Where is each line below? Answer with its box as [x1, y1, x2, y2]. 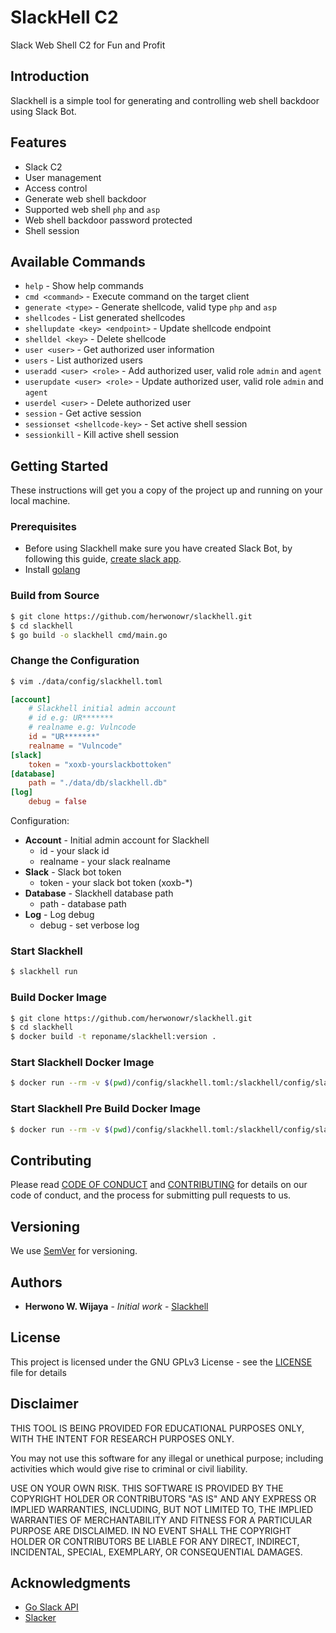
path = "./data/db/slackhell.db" [28, 778, 168, 788]
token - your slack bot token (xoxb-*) [39, 877, 193, 889]
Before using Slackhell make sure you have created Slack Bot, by [24, 542, 293, 555]
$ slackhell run [10, 967, 78, 977]
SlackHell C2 [10, 6, 119, 29]
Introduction [10, 68, 90, 85]
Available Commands [10, 253, 146, 270]
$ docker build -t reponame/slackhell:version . [10, 1032, 217, 1042]
